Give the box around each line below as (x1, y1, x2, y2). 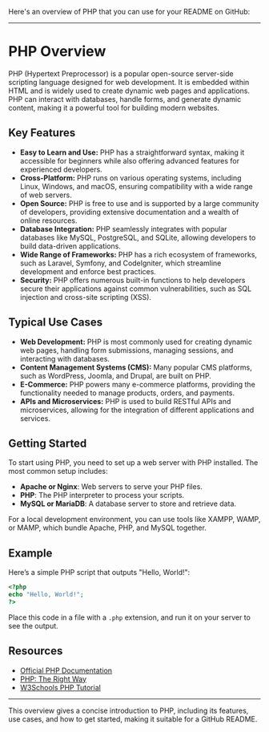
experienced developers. (19, 164, 102, 174)
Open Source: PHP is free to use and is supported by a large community (19, 198, 259, 208)
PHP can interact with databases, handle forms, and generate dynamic (8, 94, 242, 103)
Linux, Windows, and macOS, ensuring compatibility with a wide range (19, 181, 254, 191)
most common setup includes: (8, 467, 108, 476)
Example (8, 546, 53, 560)
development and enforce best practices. (19, 266, 156, 276)
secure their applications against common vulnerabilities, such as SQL (19, 284, 252, 293)
